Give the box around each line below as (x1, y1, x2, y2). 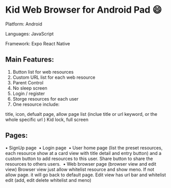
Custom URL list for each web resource (12, 74, 95, 80)
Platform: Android (5, 21, 42, 27)
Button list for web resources (12, 69, 74, 75)
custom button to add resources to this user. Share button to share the (5, 155, 153, 162)
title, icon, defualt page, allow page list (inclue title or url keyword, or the (5, 111, 157, 117)
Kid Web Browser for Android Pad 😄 (5, 4, 162, 16)
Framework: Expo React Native (5, 40, 70, 47)
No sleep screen (12, 85, 47, 91)
